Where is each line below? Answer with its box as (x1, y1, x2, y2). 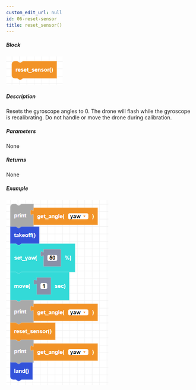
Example (6, 185, 29, 192)
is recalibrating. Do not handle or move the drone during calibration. (6, 114, 172, 121)
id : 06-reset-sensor (6, 15, 58, 22)
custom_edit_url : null (6, 9, 62, 15)
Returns (6, 156, 27, 163)
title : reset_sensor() (6, 22, 62, 28)
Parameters (6, 128, 36, 135)
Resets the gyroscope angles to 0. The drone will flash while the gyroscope (6, 107, 191, 115)
